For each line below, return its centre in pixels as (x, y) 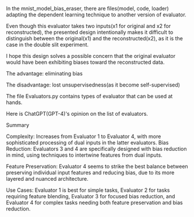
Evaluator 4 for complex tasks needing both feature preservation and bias (94, 202)
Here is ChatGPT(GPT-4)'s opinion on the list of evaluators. (77, 114)
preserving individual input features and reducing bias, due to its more (90, 173)
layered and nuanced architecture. (47, 179)
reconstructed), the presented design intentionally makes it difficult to (90, 32)
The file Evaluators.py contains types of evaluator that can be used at (89, 96)
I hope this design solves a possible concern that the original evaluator (91, 56)
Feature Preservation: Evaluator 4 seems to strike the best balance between (97, 166)
